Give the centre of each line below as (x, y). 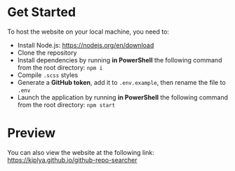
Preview (32, 133)
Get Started (41, 12)
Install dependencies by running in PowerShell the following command (120, 60)
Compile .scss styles (48, 75)
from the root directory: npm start (66, 104)
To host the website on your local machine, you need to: (88, 32)
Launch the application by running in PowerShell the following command (123, 97)
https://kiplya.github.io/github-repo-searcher (72, 160)
